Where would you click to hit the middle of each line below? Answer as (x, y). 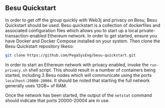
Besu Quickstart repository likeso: (40, 46)
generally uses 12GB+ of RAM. (36, 85)
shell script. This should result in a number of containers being (92, 70)
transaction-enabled (26, 36)
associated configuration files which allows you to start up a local (72, 30)
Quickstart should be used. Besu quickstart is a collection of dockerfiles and (83, 25)
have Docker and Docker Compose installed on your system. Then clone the (83, 41)
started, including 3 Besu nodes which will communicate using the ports (79, 75)
